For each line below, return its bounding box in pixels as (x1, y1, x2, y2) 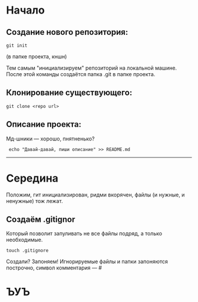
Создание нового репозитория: (6, 27, 128, 37)
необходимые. (6, 237, 43, 244)
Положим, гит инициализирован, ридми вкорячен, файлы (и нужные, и (6, 191, 185, 198)
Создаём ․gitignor (6, 214, 75, 224)
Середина (6, 172, 59, 185)
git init (6, 42, 28, 48)
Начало (6, 4, 45, 17)
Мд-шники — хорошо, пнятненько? (6, 135, 95, 142)
